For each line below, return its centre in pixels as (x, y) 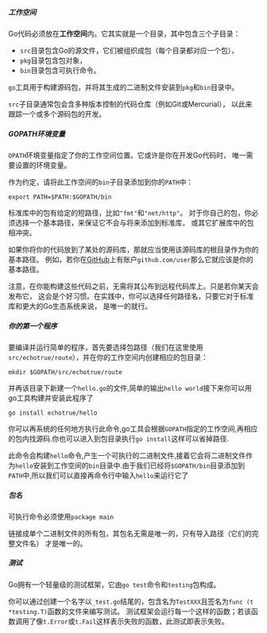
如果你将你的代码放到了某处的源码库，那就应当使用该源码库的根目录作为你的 (133, 249)
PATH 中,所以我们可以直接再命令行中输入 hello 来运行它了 (99, 475)
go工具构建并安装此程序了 (51, 398)
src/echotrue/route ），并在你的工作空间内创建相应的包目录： (108, 357)
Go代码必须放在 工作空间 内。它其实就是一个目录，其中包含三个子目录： (124, 33)
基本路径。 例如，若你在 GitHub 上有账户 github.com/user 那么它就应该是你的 (131, 259)
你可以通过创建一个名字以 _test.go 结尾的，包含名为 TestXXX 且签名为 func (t (131, 601)
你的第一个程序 (33, 326)
